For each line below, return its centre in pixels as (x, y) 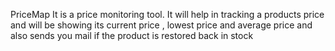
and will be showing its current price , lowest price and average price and (161, 25)
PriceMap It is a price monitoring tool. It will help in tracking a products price (167, 14)
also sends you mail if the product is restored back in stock (132, 35)
